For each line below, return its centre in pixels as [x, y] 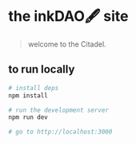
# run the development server [59, 110]
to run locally [42, 70]
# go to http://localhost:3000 [60, 132]
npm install [28, 95]
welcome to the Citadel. [67, 44]
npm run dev [28, 117]
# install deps [34, 88]
